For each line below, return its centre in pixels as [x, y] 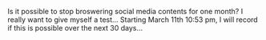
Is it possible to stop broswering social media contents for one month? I [125, 11]
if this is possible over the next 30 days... [75, 28]
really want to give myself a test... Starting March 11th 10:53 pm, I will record [133, 20]
